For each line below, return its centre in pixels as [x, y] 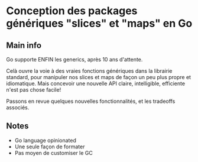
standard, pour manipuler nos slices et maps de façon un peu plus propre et [98, 77]
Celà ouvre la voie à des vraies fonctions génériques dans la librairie [89, 71]
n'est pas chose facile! [34, 90]
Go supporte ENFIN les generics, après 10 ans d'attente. [74, 59]
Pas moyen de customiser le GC [54, 153]
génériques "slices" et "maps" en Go [99, 23]
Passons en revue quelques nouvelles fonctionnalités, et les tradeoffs [91, 101]
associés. [18, 107]
